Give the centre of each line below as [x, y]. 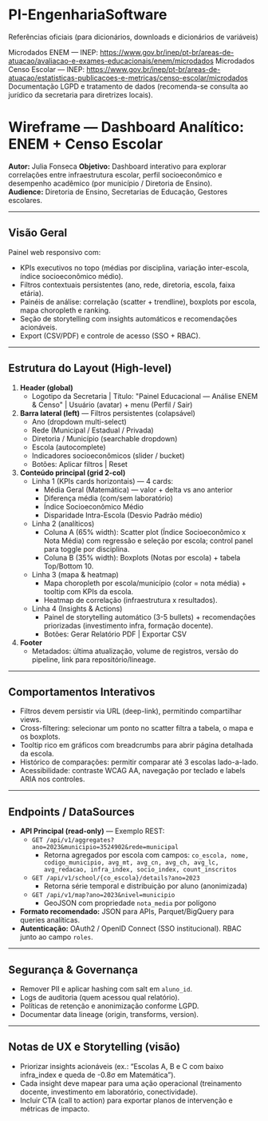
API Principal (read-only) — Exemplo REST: [92, 831]
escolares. [25, 200]
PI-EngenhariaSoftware [88, 15]
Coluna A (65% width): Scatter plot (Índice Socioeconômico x [145, 532]
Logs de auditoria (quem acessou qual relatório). [100, 997]
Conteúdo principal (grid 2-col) [73, 473]
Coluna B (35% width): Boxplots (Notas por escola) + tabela [142, 557]
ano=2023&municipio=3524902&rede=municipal [105, 848]
